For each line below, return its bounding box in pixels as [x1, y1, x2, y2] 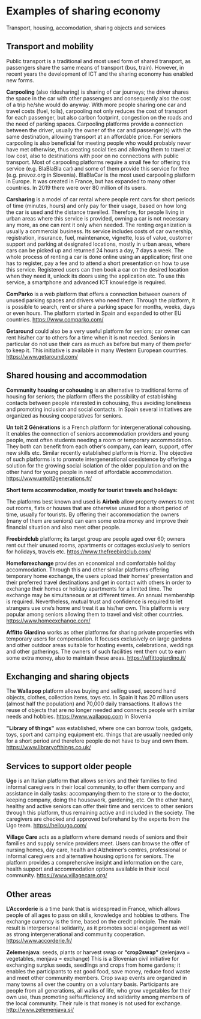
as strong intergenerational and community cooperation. [6, 931, 146, 938]
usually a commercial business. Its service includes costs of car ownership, [6, 227, 193, 235]
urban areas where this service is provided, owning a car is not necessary [6, 214, 189, 222]
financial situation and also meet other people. [6, 523, 121, 531]
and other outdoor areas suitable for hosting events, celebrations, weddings [6, 641, 194, 648]
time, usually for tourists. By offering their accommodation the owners [6, 511, 179, 518]
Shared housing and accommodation [6, 371, 147, 381]
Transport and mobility [6, 41, 94, 52]
